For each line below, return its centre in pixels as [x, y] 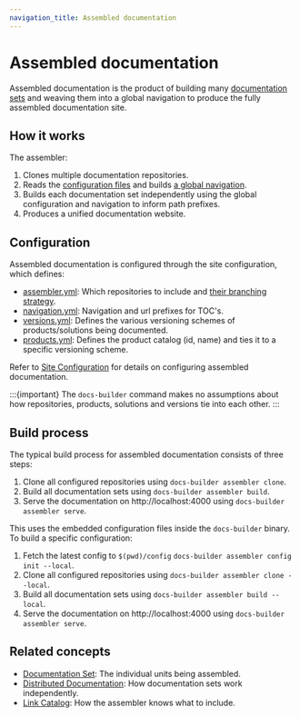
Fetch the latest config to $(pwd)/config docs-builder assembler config [157, 556]
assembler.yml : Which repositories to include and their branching [145, 292]
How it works [47, 136]
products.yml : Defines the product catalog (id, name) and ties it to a [149, 340]
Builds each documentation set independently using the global [140, 194]
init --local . [48, 565]
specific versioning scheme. [75, 350]
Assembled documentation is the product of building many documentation [149, 88]
